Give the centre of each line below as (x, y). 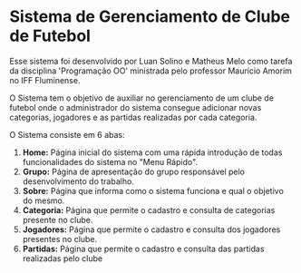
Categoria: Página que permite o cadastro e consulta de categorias (149, 210)
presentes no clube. (60, 239)
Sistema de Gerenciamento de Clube (150, 17)
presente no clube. (58, 219)
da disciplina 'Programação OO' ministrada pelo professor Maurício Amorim (151, 71)
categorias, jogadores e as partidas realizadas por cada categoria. (133, 117)
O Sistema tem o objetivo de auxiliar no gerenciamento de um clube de (142, 98)
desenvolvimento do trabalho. (78, 181)
